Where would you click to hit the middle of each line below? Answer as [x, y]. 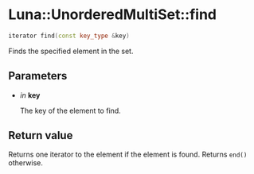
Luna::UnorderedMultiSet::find [113, 15]
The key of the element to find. [70, 110]
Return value [41, 135]
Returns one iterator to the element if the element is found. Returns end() [128, 155]
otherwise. [26, 163]
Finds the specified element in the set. [71, 51]
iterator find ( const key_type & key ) [69, 36]
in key [30, 95]
